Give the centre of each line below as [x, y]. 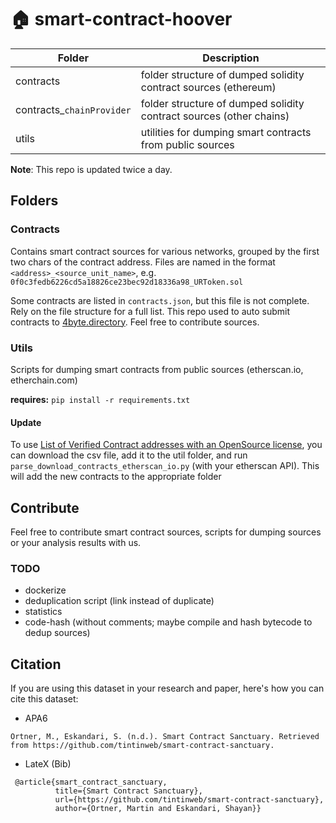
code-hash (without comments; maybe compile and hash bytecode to [168, 622]
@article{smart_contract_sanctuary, [91, 782]
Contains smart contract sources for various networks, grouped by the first [165, 251]
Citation [36, 664]
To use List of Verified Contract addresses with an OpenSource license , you [166, 445]
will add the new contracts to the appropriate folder [116, 477]
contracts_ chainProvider [73, 109]
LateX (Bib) [48, 764]
